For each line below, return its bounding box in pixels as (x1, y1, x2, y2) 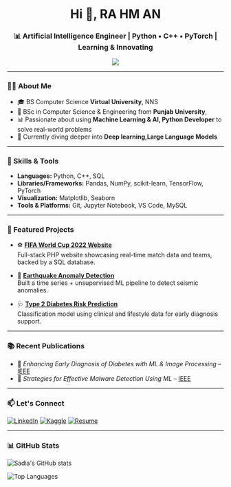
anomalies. (16, 286, 48, 295)
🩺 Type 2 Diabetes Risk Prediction (16, 300, 118, 308)
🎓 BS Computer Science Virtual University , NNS (16, 97, 158, 106)
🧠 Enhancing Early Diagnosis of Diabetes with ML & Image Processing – (16, 359, 221, 368)
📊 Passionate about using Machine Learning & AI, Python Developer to (16, 115, 222, 123)
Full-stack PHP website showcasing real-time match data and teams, (16, 251, 212, 259)
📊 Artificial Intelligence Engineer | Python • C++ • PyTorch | (13, 31, 218, 41)
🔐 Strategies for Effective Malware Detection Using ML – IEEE (16, 374, 191, 382)
